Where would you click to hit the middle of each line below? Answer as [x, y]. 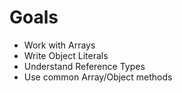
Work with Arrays [59, 45]
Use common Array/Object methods [98, 77]
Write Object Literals [66, 55]
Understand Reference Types [84, 66]
